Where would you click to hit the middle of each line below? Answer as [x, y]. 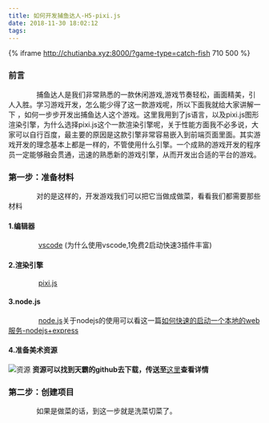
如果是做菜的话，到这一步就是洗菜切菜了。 [106, 411]
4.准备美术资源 [33, 350]
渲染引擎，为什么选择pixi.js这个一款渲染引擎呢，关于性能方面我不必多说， [130, 124]
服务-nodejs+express [43, 330]
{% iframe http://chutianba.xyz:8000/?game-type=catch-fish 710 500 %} [129, 54]
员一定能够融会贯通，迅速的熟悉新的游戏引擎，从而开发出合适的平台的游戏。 [134, 154]
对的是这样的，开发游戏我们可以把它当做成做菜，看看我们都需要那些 [149, 196]
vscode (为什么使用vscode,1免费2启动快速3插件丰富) [125, 245]
